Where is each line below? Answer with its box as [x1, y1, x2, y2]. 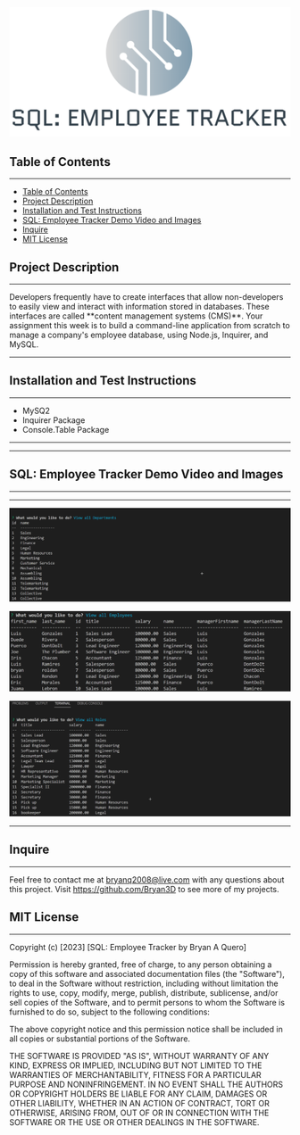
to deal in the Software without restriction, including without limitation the [9, 978, 279, 989]
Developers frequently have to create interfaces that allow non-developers [9, 291, 284, 302]
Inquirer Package [21, 414, 86, 426]
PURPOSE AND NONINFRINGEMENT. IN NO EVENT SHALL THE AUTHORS [9, 1079, 284, 1089]
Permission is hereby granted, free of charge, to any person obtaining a [9, 958, 272, 970]
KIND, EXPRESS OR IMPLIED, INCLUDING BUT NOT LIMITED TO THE [9, 1060, 262, 1071]
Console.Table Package [21, 424, 110, 435]
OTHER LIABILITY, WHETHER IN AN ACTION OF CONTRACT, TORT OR [9, 1098, 270, 1108]
